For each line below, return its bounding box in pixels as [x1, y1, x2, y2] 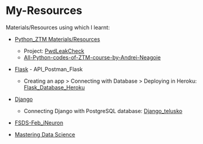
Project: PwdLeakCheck [23, 47, 84, 55]
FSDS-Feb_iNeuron [14, 119, 64, 126]
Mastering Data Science [14, 131, 76, 138]
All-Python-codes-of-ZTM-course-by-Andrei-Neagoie [23, 53, 161, 61]
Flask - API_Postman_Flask [14, 65, 83, 73]
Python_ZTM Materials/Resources [14, 35, 100, 43]
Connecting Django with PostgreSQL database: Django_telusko [23, 107, 183, 114]
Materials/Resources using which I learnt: [6, 24, 110, 31]
